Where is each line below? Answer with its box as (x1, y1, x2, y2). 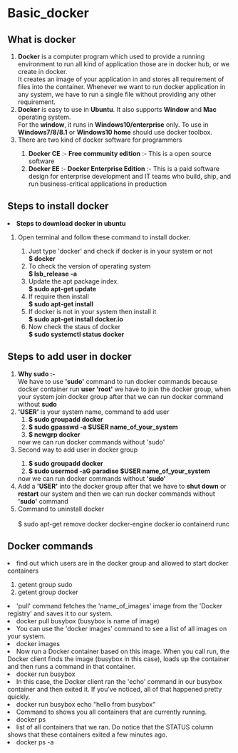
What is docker (7, 33, 76, 46)
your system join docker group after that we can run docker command (17, 392, 224, 400)
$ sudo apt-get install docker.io (28, 315, 123, 323)
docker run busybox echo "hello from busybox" (16, 700, 156, 709)
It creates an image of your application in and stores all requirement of (17, 75, 224, 83)
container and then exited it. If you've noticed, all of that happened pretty (7, 685, 222, 694)
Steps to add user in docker (7, 350, 132, 363)
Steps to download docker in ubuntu (16, 219, 126, 227)
